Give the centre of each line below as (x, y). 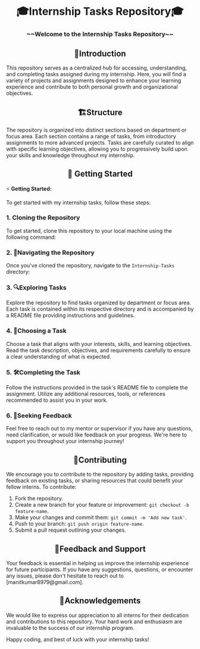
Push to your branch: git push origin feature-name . (79, 524)
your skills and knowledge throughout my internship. (71, 155)
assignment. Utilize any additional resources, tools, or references (86, 394)
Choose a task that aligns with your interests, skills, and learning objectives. (99, 344)
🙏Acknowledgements (100, 601)
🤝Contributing (100, 460)
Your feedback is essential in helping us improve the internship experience (98, 563)
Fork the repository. (39, 498)
